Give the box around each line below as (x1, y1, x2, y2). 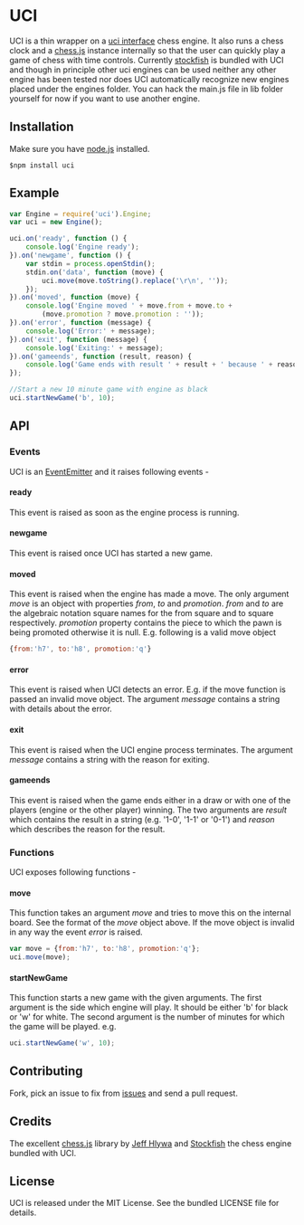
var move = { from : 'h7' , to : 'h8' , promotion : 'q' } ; (9, 945, 201, 954)
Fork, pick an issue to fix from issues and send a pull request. (9, 1087, 238, 1098)
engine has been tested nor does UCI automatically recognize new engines (9, 73, 290, 84)
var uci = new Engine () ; (9, 218, 103, 227)
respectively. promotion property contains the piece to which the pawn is (9, 617, 282, 629)
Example (9, 185, 60, 201)
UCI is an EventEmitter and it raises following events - (9, 466, 210, 477)
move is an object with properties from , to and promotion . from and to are (9, 598, 284, 609)
